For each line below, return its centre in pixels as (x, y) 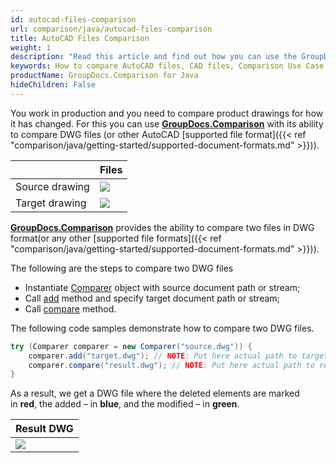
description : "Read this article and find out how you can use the (154, 57)
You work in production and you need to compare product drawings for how (167, 113)
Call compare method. (70, 308)
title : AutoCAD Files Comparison (80, 38)
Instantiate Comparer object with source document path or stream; (162, 287)
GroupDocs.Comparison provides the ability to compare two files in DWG (162, 227)
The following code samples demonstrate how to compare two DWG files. (162, 328)
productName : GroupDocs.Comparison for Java (104, 76)
